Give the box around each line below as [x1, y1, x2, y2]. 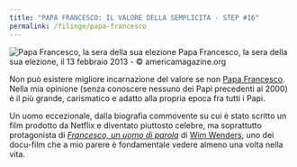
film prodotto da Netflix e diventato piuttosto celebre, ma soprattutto [9, 119, 263, 131]
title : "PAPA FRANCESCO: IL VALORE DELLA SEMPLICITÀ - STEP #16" [9, 13, 259, 23]
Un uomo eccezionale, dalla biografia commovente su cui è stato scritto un [9, 110, 287, 121]
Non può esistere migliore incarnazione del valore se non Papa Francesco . [9, 73, 285, 84]
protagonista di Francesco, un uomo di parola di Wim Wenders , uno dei [9, 129, 274, 140]
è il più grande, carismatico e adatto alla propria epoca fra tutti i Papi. [9, 92, 265, 104]
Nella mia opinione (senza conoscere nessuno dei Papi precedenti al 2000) [9, 83, 288, 94]
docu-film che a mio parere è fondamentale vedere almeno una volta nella [9, 139, 283, 150]
